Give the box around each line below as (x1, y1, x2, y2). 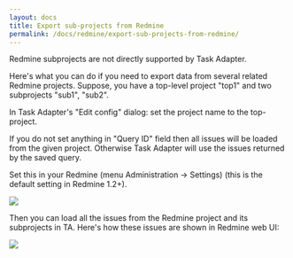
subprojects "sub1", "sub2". (9, 90, 109, 100)
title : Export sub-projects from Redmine (9, 21, 165, 30)
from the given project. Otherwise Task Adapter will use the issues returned (9, 143, 285, 153)
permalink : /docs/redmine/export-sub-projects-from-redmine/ (9, 29, 240, 38)
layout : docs (9, 12, 58, 22)
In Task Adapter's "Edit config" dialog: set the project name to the (9, 107, 250, 118)
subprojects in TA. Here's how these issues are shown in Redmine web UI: (9, 223, 280, 233)
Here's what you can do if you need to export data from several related (9, 71, 268, 82)
